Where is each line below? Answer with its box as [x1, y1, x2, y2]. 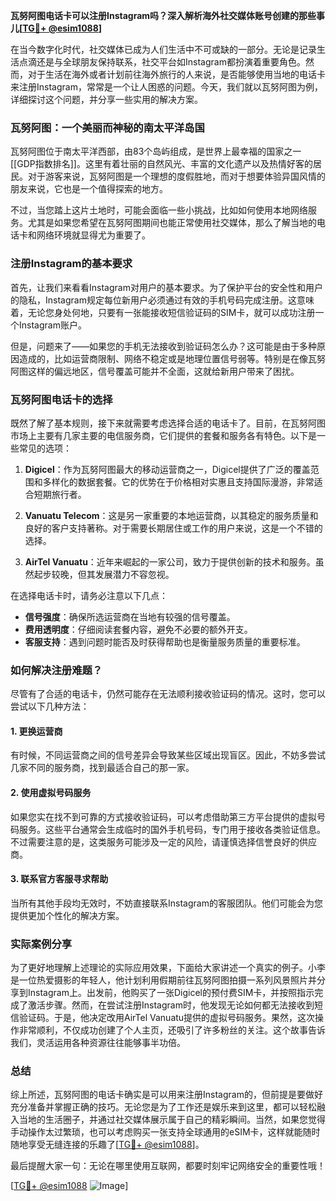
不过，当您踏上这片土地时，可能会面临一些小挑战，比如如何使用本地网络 [10, 204, 308, 216]
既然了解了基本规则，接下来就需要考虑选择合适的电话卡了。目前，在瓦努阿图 [10, 417, 326, 429]
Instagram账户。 [18, 319, 87, 331]
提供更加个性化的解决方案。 [10, 909, 125, 921]
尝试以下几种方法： [10, 700, 90, 713]
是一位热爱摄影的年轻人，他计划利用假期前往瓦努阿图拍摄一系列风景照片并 [10, 974, 317, 986]
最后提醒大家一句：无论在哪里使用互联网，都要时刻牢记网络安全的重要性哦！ [10, 1160, 326, 1172]
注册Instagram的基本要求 [10, 257, 133, 271]
